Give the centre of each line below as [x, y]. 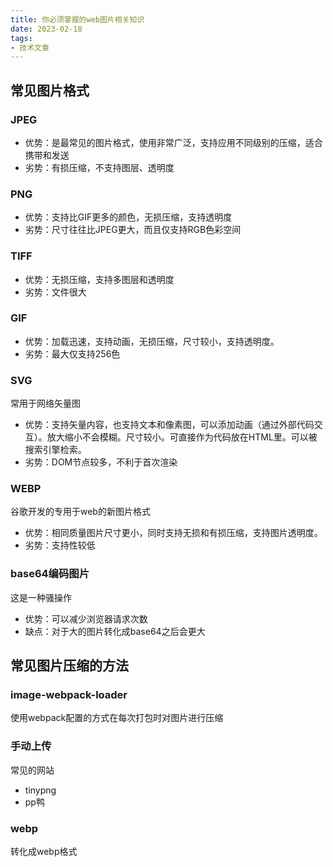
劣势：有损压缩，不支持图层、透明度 [99, 167]
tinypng [40, 790]
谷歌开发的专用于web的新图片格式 [80, 512]
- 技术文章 [30, 47]
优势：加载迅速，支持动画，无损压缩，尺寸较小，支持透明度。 [152, 341]
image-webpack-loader [69, 695]
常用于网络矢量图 [45, 403]
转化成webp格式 [44, 851]
